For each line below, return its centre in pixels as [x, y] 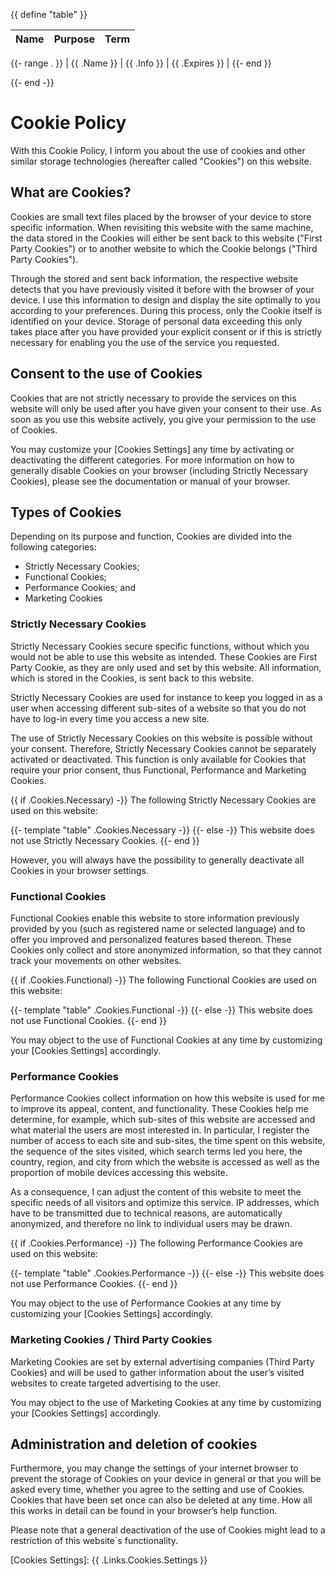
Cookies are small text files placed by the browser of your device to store [161, 216]
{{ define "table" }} [49, 14]
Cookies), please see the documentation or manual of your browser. [150, 481]
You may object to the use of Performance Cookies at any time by [146, 1303]
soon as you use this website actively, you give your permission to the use [163, 419]
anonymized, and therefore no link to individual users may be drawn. [151, 1224]
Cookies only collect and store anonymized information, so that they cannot [166, 950]
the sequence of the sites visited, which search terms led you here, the [156, 1151]
